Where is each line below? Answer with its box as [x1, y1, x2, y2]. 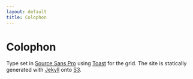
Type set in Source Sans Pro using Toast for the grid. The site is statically [6, 60, 187, 67]
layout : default [6, 8, 47, 15]
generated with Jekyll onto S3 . [6, 66, 82, 74]
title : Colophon [6, 14, 47, 20]
